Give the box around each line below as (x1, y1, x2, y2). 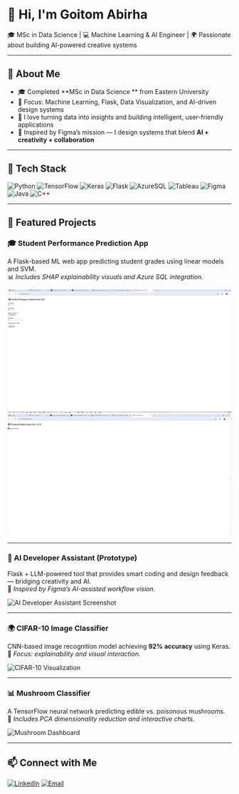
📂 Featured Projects (7, 216, 97, 229)
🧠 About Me (7, 68, 60, 80)
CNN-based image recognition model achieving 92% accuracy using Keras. (7, 642, 231, 650)
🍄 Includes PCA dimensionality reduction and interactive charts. (7, 715, 196, 724)
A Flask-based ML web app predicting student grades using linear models (7, 257, 224, 266)
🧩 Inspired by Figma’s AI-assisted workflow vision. (7, 584, 156, 593)
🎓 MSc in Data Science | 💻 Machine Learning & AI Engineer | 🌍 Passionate (7, 30, 231, 38)
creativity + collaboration (17, 135, 95, 144)
